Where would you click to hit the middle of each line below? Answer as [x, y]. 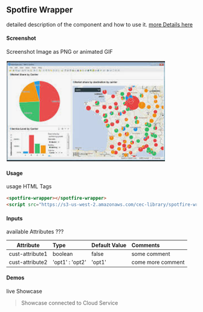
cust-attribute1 [28, 253]
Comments [146, 245]
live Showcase [24, 291]
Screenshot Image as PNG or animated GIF [60, 52]
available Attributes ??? [35, 232]
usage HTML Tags [29, 186]
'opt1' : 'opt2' [69, 263]
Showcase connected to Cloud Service [69, 303]
